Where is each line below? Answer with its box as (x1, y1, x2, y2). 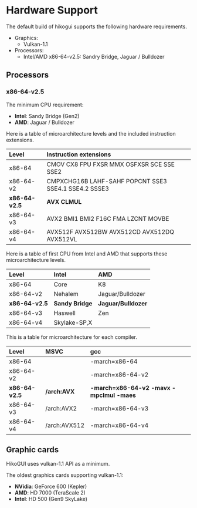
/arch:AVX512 (45, 421, 85, 429)
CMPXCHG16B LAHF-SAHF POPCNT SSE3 (46, 177, 167, 185)
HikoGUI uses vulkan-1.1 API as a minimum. (6, 460, 110, 467)
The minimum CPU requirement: (6, 101, 84, 108)
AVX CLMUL (46, 197, 82, 206)
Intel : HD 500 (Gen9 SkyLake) (14, 496, 88, 503)
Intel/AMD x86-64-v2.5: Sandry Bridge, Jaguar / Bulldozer (23, 53, 165, 60)
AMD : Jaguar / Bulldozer (14, 119, 75, 126)
